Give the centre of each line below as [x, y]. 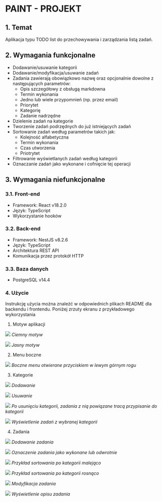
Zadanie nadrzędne [40, 115]
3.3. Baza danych [27, 269]
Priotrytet [30, 153]
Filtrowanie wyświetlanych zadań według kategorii [65, 158]
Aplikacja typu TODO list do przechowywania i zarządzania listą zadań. [79, 39]
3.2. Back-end [23, 229]
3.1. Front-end [23, 194]
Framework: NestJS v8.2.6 [40, 239]
